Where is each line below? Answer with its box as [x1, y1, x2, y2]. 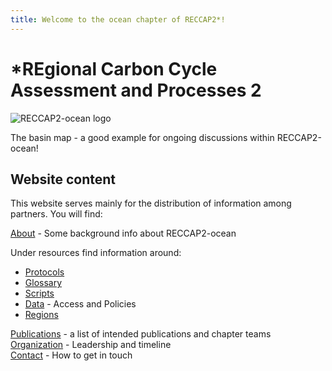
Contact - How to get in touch [10, 349, 133, 361]
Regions [24, 309, 59, 321]
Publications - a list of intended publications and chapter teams [10, 328, 272, 340]
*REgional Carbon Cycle [10, 57, 218, 80]
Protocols [24, 266, 65, 278]
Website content [10, 171, 116, 188]
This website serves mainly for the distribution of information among [10, 197, 292, 210]
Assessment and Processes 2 [10, 79, 262, 101]
